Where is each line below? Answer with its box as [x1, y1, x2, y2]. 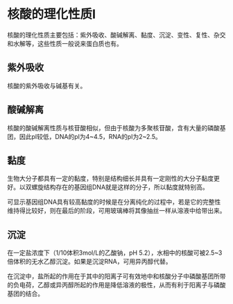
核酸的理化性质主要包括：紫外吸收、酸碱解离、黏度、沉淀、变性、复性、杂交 [7, 31, 226, 39]
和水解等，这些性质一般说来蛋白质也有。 [7, 39, 123, 47]
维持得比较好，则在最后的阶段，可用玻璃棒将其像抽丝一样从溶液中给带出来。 [7, 207, 226, 215]
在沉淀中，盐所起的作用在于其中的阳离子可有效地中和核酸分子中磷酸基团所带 [7, 272, 226, 280]
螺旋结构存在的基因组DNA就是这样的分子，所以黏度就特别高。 [31, 183, 209, 191]
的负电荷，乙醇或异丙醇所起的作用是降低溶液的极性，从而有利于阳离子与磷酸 [7, 281, 226, 289]
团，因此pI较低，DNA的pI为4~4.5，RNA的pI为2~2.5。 [7, 132, 162, 141]
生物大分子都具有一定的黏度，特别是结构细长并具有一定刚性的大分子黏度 [7, 175, 214, 183]
